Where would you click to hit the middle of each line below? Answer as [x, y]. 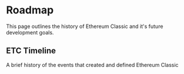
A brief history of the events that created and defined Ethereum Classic [92, 65]
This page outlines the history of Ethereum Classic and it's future [85, 26]
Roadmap [30, 10]
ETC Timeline [31, 51]
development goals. [30, 32]
